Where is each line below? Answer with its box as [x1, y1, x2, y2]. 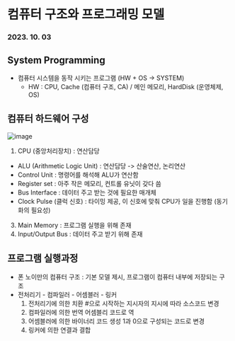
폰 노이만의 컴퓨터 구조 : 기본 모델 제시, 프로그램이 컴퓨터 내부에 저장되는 [17, 272, 218, 281]
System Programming [7, 54, 105, 66]
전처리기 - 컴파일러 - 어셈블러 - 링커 [17, 290, 117, 299]
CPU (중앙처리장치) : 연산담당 [17, 146, 101, 155]
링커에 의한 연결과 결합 [28, 325, 91, 334]
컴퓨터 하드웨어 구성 [7, 112, 89, 125]
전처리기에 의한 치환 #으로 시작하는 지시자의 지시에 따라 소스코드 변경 [28, 299, 219, 308]
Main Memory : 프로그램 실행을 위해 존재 [17, 221, 132, 229]
